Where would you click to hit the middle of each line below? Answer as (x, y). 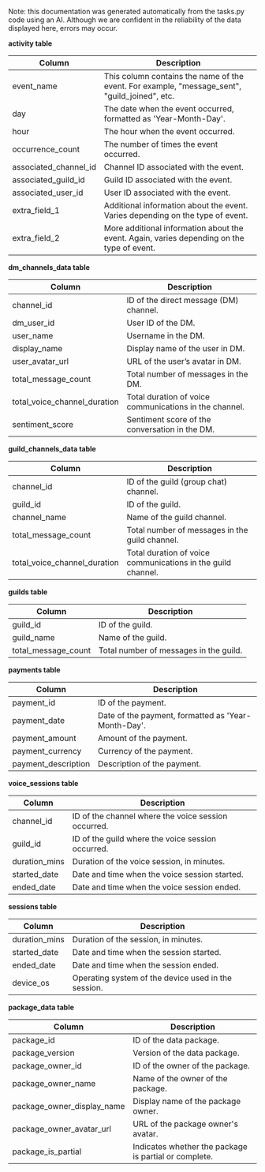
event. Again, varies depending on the (174, 238)
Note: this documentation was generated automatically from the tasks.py (126, 11)
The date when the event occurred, (169, 109)
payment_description (51, 764)
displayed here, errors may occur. (63, 28)
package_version (43, 1053)
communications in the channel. (185, 407)
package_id (34, 1040)
